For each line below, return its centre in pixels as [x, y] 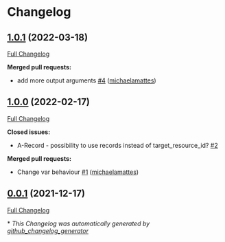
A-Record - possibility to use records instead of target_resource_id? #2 [117, 145]
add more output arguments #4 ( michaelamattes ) [86, 80]
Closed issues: [29, 132]
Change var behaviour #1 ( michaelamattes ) [78, 172]
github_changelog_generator [48, 230]
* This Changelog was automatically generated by [79, 223]
